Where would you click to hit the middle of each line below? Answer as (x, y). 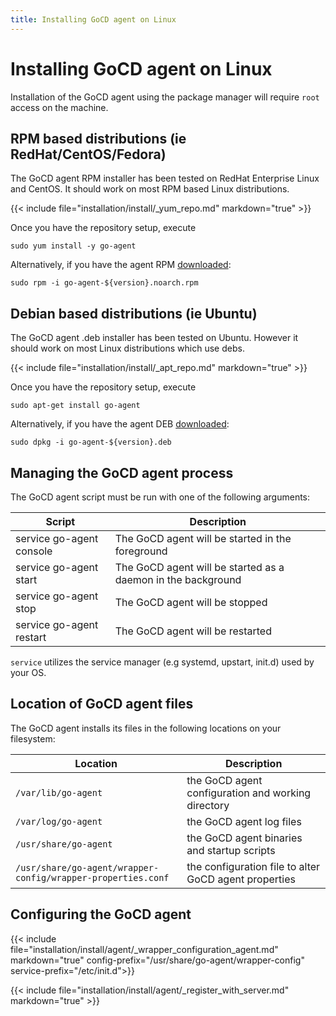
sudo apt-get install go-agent (75, 406)
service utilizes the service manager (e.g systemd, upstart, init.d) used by (162, 662)
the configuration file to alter (253, 866)
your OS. (28, 672)
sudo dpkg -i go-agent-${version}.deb (91, 442)
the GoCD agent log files (244, 821)
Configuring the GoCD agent (101, 914)
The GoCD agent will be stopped (191, 602)
